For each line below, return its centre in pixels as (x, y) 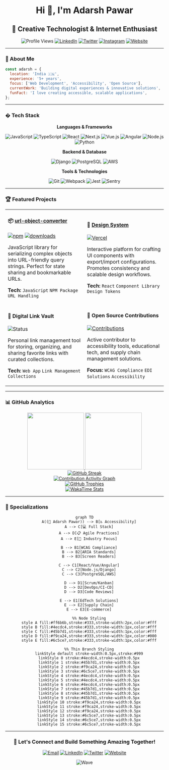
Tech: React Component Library (123, 286)
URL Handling (23, 296)
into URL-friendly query (36, 260)
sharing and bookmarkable (39, 272)
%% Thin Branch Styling (89, 649)
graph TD (84, 517)
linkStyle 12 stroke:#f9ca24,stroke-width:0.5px (89, 711)
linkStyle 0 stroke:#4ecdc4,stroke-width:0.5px (89, 658)
